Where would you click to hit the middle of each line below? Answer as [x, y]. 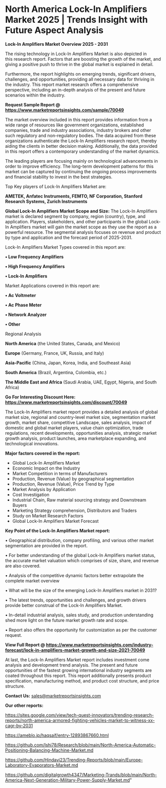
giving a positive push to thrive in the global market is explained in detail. [79, 64]
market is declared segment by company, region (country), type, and [75, 216]
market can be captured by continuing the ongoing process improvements [81, 171]
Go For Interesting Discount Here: [40, 397]
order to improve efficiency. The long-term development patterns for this [79, 166]
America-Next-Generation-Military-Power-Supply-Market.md [68, 780]
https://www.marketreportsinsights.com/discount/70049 [66, 402]
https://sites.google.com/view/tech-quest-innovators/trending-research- [80, 715]
